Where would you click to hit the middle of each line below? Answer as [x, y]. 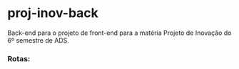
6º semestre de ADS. [38, 40]
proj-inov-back [53, 13]
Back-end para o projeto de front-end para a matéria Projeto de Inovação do [119, 33]
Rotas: [19, 58]
